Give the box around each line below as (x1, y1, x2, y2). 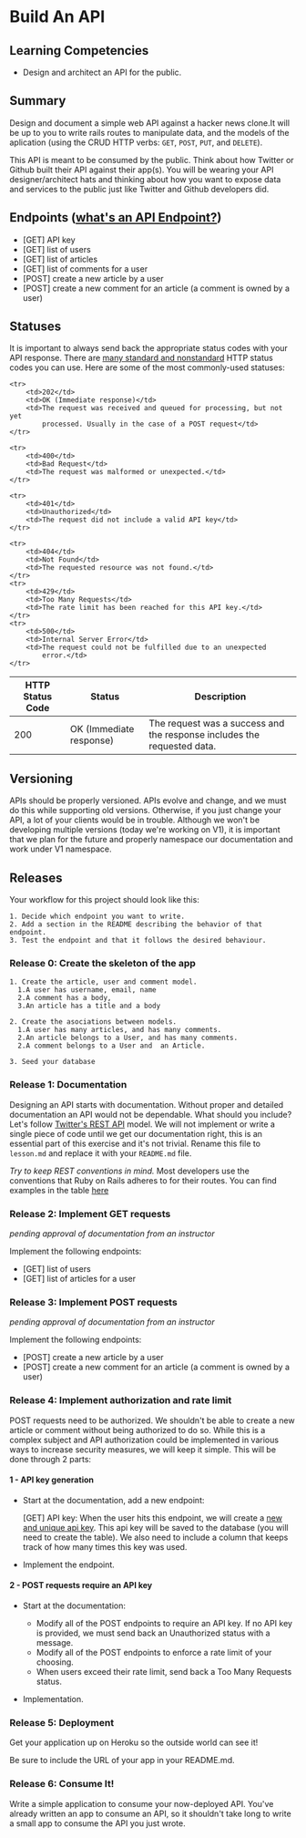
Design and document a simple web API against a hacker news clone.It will (9, 117, 290, 129)
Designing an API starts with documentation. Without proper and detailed (9, 1099, 284, 1110)
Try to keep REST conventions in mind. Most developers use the (9, 1165, 250, 1176)
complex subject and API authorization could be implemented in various (9, 1434, 280, 1445)
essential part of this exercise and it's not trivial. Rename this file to (9, 1138, 261, 1149)
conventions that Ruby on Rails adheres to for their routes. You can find (9, 1174, 278, 1186)
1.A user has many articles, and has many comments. (17, 1026, 222, 1035)
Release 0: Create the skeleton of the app (9, 956, 196, 969)
